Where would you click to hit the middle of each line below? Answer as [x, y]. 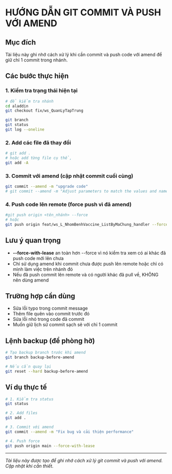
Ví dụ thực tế [26, 387]
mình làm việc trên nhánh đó [43, 269]
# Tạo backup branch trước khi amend [46, 353]
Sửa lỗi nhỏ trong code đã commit [48, 319]
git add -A [17, 163]
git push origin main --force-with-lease [50, 446]
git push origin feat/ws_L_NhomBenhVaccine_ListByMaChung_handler [78, 224]
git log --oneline [25, 130]
